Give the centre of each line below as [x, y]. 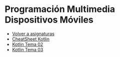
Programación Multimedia [60, 9]
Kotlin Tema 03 [28, 49]
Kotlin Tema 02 [28, 44]
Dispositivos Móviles [49, 20]
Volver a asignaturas [33, 33]
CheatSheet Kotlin [31, 39]
